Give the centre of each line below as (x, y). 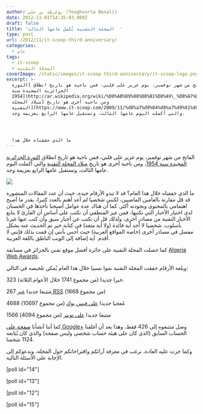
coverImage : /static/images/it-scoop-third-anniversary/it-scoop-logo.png (102, 74)
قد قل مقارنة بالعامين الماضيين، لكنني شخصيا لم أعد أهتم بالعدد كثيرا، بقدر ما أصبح (98, 200)
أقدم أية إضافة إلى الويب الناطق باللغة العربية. (58, 238)
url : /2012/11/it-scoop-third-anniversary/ (62, 40)
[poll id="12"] (23, 393)
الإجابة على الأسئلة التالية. (35, 358)
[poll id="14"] (23, 369)
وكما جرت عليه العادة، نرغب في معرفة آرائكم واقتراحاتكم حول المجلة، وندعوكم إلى (99, 351)
